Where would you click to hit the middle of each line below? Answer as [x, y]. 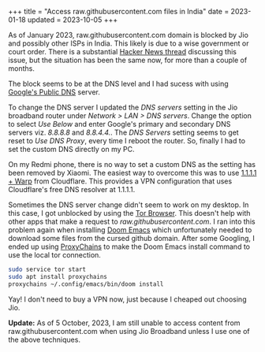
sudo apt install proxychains [58, 276]
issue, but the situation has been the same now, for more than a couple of [128, 60]
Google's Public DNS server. [54, 92]
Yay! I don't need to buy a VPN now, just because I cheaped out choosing [127, 299]
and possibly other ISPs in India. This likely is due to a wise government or [129, 43]
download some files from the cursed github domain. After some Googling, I [131, 238]
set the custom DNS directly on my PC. [71, 149]
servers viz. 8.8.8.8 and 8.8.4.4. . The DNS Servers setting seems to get [123, 132]
